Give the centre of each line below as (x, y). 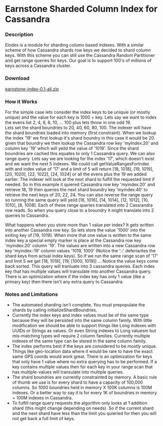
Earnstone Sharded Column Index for (81, 9)
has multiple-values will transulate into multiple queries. (68, 372)
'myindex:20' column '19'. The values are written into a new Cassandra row (80, 246)
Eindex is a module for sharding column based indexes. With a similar (75, 45)
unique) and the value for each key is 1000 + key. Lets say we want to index (81, 117)
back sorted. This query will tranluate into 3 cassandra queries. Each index (80, 266)
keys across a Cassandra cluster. (38, 66)
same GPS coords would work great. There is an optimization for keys (82, 356)
